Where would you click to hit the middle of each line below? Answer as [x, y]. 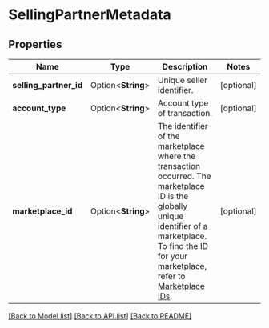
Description [185, 67]
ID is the [173, 196]
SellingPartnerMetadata [90, 15]
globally [173, 206]
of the [169, 136]
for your [173, 256]
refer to [171, 276]
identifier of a [183, 226]
